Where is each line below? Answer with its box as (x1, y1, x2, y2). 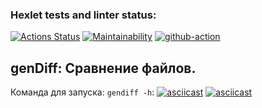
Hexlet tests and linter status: (10, 8, 157, 22)
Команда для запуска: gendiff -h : (10, 86, 155, 98)
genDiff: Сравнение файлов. (10, 59, 197, 77)
